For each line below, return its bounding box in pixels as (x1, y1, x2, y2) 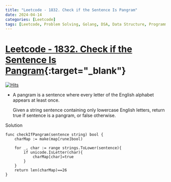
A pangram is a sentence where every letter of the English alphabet (12, 92, 154, 98)
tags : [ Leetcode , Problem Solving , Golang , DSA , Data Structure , (5, 21, 147, 27)
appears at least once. (12, 97, 60, 103)
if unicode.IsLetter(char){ (23, 150, 83, 155)
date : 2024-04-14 (5, 12, 42, 17)
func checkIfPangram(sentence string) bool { (5, 132, 103, 137)
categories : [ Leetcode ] (5, 17, 56, 22)
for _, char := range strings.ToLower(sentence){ (14, 145, 122, 150)
